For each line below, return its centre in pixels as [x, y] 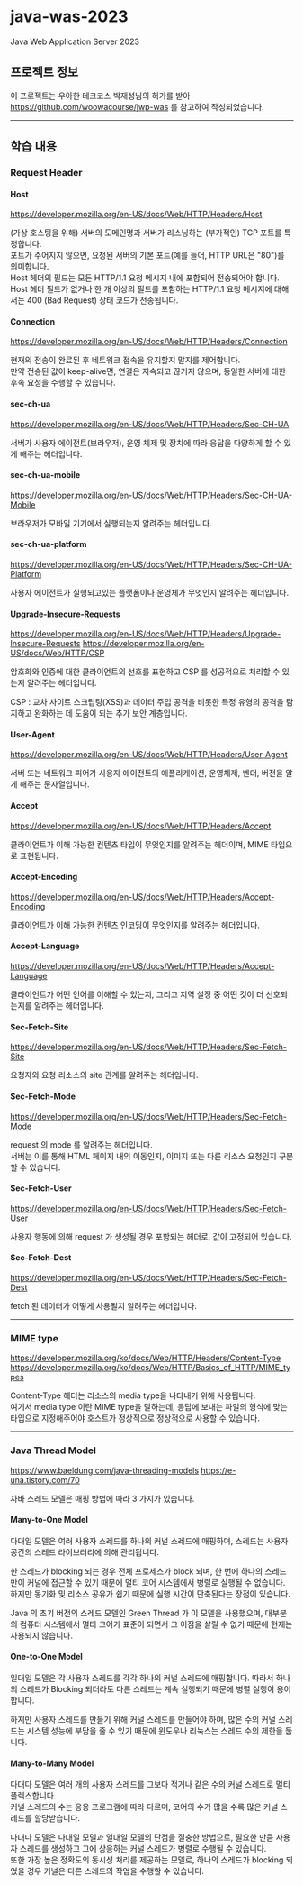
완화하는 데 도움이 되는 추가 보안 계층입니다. [111, 713]
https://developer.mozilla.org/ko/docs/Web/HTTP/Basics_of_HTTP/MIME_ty [151, 1368]
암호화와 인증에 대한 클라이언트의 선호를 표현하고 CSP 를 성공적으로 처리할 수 [145, 672]
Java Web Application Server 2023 [75, 41]
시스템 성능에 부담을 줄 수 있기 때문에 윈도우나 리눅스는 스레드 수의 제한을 [155, 1730]
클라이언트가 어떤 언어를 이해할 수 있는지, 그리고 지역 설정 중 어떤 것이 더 [137, 994]
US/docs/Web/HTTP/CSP [58, 653]
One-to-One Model [47, 1657]
